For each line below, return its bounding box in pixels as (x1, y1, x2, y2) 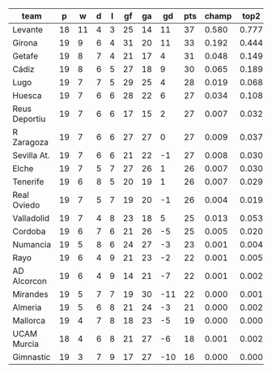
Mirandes (12, 289, 49, 299)
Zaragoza (12, 137, 49, 148)
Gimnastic (12, 352, 51, 362)
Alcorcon (12, 276, 47, 286)
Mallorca (12, 315, 46, 326)
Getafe (12, 50, 39, 62)
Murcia (12, 338, 39, 349)
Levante (12, 24, 43, 35)
